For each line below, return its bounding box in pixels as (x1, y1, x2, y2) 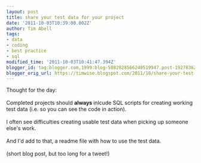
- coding (6, 43, 28, 49)
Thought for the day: (6, 86, 57, 93)
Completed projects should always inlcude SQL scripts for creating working (6, 99, 193, 107)
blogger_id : (6, 64, 36, 71)
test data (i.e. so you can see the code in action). (6, 105, 127, 113)
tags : (6, 31, 20, 37)
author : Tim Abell (6, 25, 52, 32)
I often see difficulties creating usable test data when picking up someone (6, 118, 188, 126)
